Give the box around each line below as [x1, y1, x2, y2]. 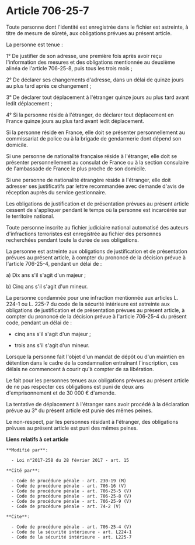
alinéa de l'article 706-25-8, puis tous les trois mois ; [6, 64, 133, 71]
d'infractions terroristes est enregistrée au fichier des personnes [6, 230, 162, 237]
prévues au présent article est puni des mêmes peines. [6, 424, 138, 431]
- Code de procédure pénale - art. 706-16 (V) [11, 483, 127, 489]
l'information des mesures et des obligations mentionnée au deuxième [6, 59, 175, 66]
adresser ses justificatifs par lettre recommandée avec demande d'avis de [6, 183, 185, 190]
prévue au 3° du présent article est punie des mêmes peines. [6, 407, 153, 414]
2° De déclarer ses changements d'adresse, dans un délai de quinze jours [6, 76, 184, 83]
